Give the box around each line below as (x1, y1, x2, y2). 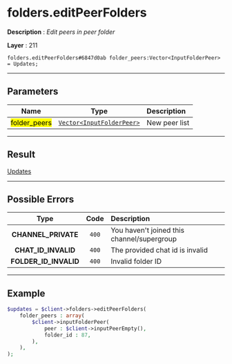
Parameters (7, 86, 59, 97)
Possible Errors (7, 193, 75, 205)
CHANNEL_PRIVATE (11, 230, 79, 240)
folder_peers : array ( (19, 312, 85, 319)
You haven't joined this (110, 226, 185, 236)
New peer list (146, 117, 190, 127)
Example (7, 287, 46, 299)
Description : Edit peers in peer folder (7, 28, 115, 36)
